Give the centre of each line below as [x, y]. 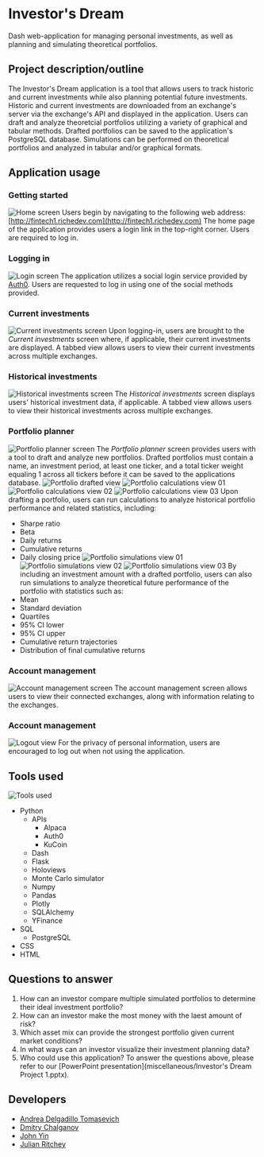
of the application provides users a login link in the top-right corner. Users [129, 229]
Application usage [54, 173]
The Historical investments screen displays [185, 394]
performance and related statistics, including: [82, 508]
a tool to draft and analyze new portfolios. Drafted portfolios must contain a [131, 457]
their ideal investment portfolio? [71, 1007]
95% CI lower [42, 624]
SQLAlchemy [53, 912]
